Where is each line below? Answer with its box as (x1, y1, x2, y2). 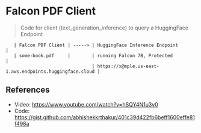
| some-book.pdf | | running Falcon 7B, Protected (13, 52, 173, 58)
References (5, 85, 50, 95)
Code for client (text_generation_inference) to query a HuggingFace (20, 24, 189, 31)
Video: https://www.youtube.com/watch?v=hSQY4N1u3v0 (14, 101, 159, 108)
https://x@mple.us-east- (97, 63, 160, 69)
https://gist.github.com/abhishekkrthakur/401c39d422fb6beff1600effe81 (14, 113, 195, 121)
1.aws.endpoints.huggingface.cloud (5, 68, 95, 75)
